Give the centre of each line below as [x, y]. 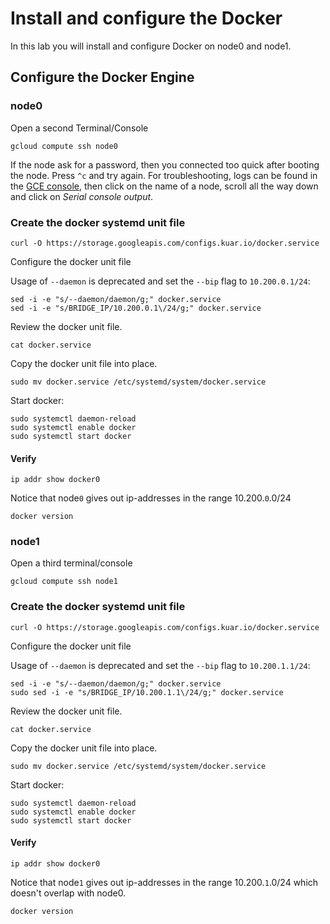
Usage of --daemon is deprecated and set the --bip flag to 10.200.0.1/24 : [160, 281]
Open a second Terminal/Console [79, 128]
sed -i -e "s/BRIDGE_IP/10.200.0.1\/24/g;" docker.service [136, 308]
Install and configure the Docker [146, 18]
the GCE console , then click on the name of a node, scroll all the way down [164, 186]
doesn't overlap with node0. [68, 893]
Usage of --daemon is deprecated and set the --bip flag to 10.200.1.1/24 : [160, 665]
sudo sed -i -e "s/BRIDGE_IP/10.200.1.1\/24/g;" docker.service [147, 692]
